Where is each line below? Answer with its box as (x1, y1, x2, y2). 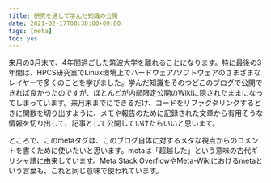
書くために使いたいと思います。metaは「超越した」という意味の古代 (22, 146, 252, 155)
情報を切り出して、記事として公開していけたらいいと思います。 (8, 118, 220, 128)
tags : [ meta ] (8, 27, 53, 35)
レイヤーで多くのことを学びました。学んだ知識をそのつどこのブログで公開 (8, 78, 256, 87)
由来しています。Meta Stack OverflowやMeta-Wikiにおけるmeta (43, 155, 256, 166)
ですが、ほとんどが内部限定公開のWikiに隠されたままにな (64, 88, 256, 98)
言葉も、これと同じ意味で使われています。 (22, 166, 163, 176)
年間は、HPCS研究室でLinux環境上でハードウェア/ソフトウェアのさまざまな (8, 68, 261, 78)
